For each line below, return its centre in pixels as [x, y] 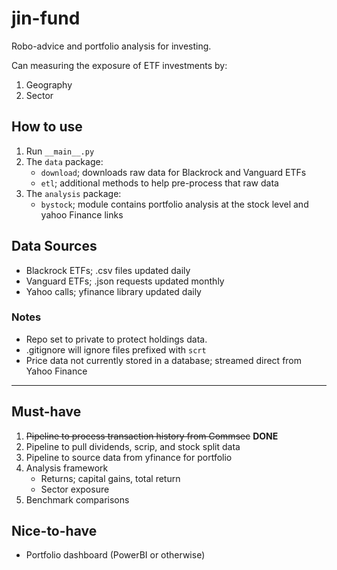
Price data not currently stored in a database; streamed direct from [164, 360]
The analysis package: [73, 193]
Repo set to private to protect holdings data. [116, 339]
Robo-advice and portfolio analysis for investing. [111, 46]
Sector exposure [75, 489]
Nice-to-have [54, 531]
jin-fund [46, 18]
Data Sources [54, 246]
